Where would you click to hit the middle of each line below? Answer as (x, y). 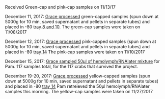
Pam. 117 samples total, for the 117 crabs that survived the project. (72, 66)
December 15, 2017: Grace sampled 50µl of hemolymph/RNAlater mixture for (82, 61)
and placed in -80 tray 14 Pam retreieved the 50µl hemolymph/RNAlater (77, 86)
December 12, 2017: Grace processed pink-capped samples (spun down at (81, 41)
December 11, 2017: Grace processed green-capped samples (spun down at (82, 16)
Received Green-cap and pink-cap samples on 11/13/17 (60, 7)
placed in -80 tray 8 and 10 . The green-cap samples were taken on (73, 27)
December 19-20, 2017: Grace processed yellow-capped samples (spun (78, 76)
